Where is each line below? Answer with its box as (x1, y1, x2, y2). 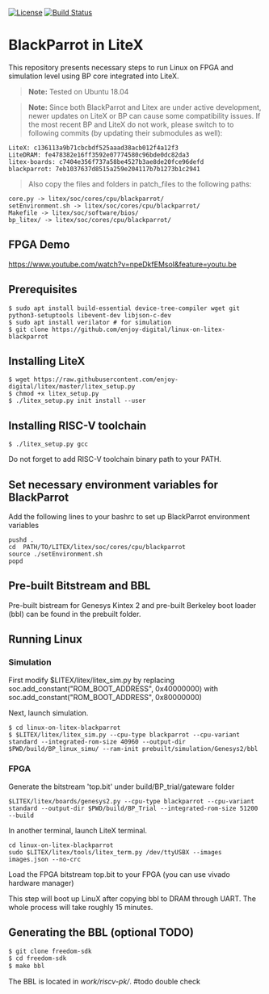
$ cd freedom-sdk (8, 954, 67, 963)
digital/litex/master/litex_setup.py (8, 383, 136, 391)
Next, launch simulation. (8, 707, 89, 718)
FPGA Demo (8, 238, 70, 252)
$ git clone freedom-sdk (8, 947, 92, 955)
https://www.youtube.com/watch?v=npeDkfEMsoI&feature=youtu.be (8, 259, 237, 269)
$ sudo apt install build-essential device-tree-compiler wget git (8, 304, 241, 312)
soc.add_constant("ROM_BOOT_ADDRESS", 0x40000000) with (8, 683, 218, 694)
